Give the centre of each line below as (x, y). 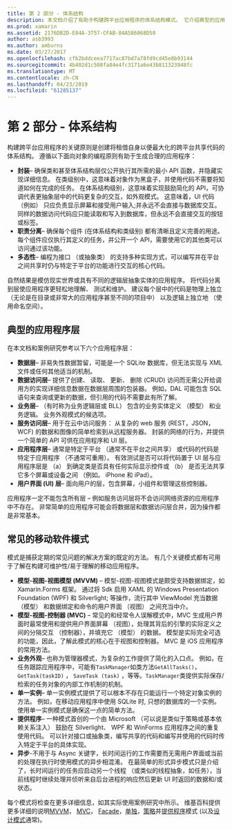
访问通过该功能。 (41, 249)
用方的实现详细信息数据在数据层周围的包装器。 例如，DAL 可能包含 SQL (119, 388)
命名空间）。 (30, 306)
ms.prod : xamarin (32, 26)
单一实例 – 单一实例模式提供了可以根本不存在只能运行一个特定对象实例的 (119, 693)
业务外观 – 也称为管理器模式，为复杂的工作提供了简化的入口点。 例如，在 (120, 658)
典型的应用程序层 (43, 330)
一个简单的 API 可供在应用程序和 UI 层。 (74, 440)
